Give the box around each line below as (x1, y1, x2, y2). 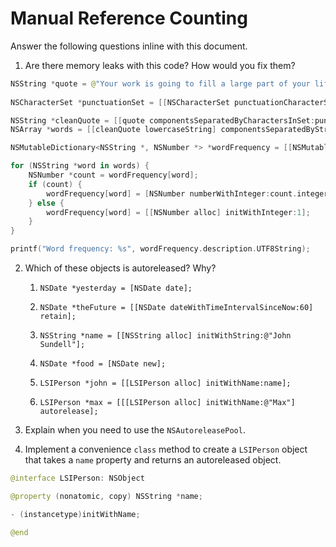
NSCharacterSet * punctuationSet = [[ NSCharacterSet (10, 97, 230, 107)
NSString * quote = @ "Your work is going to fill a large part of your (10, 78, 311, 89)
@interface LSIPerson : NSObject (10, 473, 145, 484)
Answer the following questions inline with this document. (10, 40, 248, 52)
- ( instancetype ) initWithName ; (10, 509, 141, 519)
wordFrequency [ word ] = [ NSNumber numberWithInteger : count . (46, 188, 298, 199)
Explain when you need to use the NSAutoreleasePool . (24, 424, 246, 436)
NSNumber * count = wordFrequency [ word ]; (28, 170, 199, 181)
